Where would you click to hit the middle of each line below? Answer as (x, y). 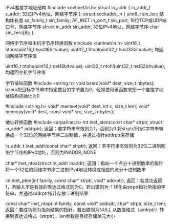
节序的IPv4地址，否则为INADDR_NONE (55, 152)
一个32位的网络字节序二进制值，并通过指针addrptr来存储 (74, 135)
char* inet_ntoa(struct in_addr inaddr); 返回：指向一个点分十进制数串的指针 (84, 163)
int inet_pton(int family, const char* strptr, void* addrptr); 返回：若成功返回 (84, 180)
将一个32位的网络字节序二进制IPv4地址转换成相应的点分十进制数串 (76, 170)
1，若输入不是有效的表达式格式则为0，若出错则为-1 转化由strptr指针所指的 (83, 187)
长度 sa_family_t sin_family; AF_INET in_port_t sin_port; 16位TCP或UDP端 (90, 20)
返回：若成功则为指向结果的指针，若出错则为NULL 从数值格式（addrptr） (82, 210)
